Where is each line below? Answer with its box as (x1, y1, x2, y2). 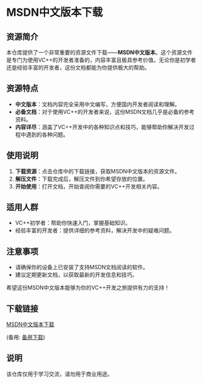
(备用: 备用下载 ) (6, 334, 45, 341)
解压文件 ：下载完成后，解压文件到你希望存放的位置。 (15, 175, 149, 182)
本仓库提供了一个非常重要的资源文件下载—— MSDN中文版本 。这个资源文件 (6, 49, 193, 56)
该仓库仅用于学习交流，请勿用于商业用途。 (6, 370, 113, 378)
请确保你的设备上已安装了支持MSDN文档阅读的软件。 (15, 264, 149, 271)
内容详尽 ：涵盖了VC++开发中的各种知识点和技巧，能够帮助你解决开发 (15, 123, 189, 130)
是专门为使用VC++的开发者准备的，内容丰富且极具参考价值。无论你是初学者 (6, 56, 196, 64)
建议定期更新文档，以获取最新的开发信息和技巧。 (15, 271, 138, 279)
